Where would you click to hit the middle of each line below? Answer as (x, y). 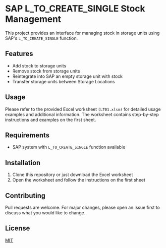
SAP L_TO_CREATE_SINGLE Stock (75, 9)
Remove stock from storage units (46, 71)
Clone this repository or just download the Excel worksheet (73, 175)
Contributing (25, 196)
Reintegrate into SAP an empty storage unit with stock (67, 76)
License (18, 228)
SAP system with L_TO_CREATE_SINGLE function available (69, 147)
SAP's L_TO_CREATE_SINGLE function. (42, 38)
